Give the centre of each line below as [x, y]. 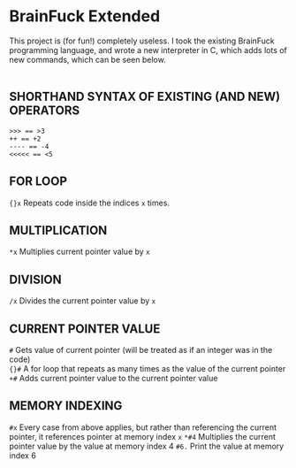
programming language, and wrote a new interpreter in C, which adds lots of [148, 50]
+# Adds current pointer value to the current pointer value [114, 378]
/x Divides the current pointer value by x [83, 301]
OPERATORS [45, 111]
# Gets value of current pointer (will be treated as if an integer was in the [141, 350]
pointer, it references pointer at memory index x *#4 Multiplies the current [143, 436]
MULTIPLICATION [58, 230]
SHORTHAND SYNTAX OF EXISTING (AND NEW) [145, 97]
